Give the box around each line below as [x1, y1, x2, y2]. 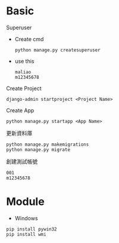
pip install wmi [6, 231, 46, 237]
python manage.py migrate [6, 146, 70, 153]
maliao [14, 69, 32, 75]
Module [6, 195, 45, 208]
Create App [6, 106, 35, 114]
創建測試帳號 [6, 158, 37, 165]
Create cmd [14, 35, 44, 42]
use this [14, 57, 35, 64]
